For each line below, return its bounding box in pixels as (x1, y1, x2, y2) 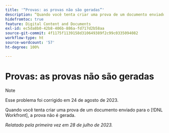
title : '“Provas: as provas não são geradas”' (5, 7, 105, 13)
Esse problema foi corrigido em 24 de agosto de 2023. (5, 97, 119, 103)
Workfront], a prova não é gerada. (5, 112, 76, 118)
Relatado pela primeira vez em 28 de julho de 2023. (5, 121, 113, 128)
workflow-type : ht (5, 36, 44, 41)
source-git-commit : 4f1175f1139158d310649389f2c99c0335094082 (5, 31, 138, 36)
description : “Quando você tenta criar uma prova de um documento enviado (5, 12, 165, 17)
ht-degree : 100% (5, 45, 39, 50)
